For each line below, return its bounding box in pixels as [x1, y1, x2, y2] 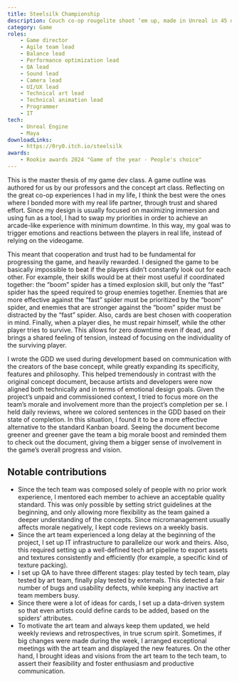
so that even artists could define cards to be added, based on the [17, 606, 210, 615]
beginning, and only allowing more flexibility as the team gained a [17, 507, 210, 516]
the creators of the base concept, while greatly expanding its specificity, [7, 362, 220, 370]
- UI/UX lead [20, 83, 59, 90]
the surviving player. [7, 340, 68, 349]
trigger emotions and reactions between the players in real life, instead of [7, 229, 223, 237]
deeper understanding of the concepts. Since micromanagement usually [17, 515, 230, 524]
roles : [7, 30, 27, 38]
